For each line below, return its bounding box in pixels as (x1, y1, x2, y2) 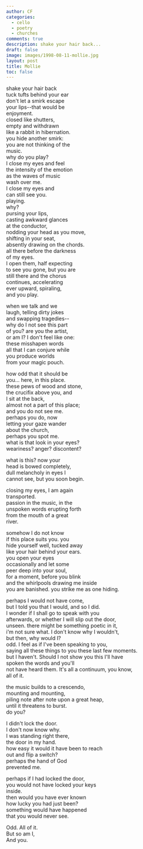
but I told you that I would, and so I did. (6, 604, 101, 611)
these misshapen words (6, 340, 64, 347)
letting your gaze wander (6, 420, 67, 427)
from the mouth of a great (6, 512, 69, 519)
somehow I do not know (6, 530, 65, 537)
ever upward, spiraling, (6, 285, 62, 292)
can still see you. (6, 191, 47, 198)
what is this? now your (6, 457, 61, 464)
